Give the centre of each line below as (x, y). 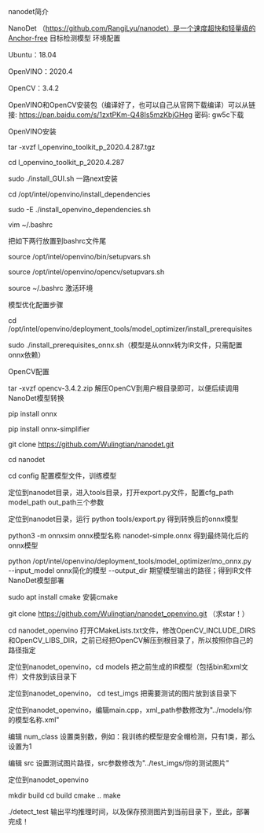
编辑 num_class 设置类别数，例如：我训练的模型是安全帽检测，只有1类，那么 (132, 736)
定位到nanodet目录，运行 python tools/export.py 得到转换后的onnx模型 (123, 519)
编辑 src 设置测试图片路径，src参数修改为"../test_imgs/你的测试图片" (119, 763)
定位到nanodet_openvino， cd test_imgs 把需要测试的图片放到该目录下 (123, 693)
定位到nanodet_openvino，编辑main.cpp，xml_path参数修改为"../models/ (126, 710)
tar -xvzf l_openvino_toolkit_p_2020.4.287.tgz (82, 147)
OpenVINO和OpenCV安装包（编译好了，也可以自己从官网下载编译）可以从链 (132, 105)
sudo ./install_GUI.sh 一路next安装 (63, 178)
